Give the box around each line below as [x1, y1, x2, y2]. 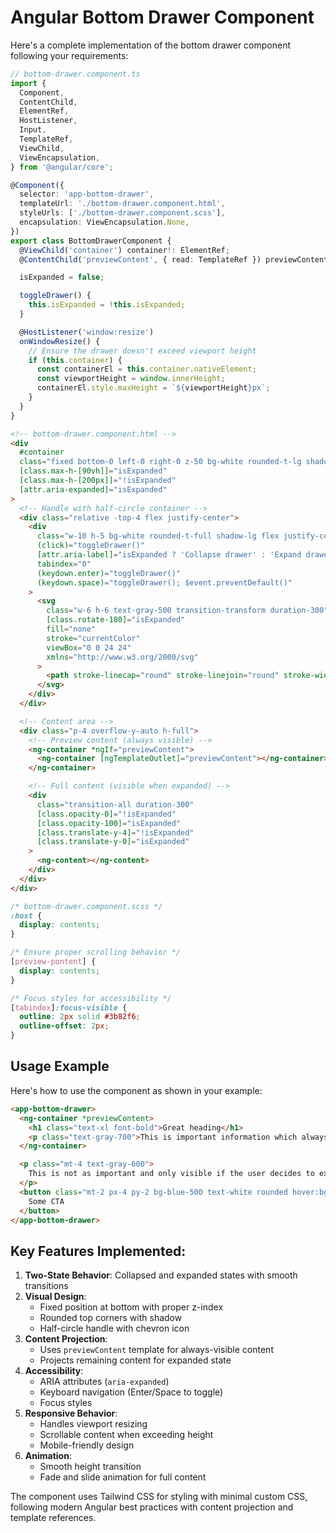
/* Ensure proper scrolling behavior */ [10, 947, 182, 958]
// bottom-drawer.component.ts [10, 69, 141, 79]
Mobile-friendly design [39, 1439, 135, 1451]
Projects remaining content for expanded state [39, 1354, 232, 1366]
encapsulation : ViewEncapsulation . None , [19, 217, 190, 228]
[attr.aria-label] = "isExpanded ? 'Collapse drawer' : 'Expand [36, 550, 302, 560]
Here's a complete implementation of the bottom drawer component [10, 39, 292, 51]
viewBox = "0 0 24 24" [46, 642, 132, 653]
